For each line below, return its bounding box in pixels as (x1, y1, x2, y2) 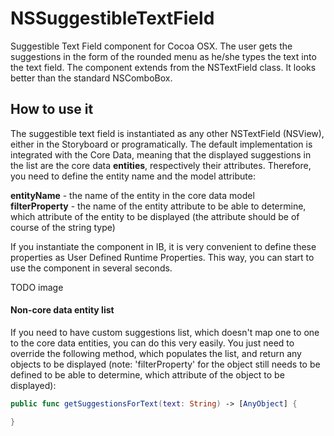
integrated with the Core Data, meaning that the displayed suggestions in (10, 148, 312, 161)
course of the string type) (10, 221, 116, 233)
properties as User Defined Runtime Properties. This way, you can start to (10, 251, 315, 263)
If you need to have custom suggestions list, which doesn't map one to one (10, 326, 320, 338)
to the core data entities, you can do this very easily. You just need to (10, 337, 295, 349)
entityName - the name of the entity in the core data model (10, 189, 255, 201)
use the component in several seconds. (10, 262, 173, 274)
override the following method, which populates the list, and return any (10, 347, 302, 359)
